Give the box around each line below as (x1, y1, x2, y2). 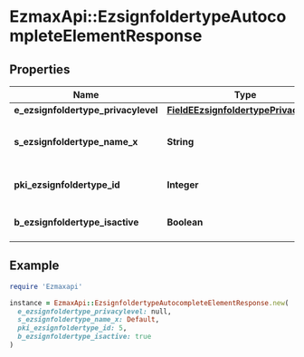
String (166, 136, 195, 148)
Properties (9, 62, 71, 77)
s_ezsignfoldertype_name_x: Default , (17, 315, 160, 324)
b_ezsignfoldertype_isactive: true (17, 333, 152, 342)
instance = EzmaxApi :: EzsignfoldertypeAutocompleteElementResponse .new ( (9, 298, 290, 307)
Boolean (166, 216, 204, 228)
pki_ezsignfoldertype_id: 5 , (17, 323, 128, 333)
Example (9, 258, 60, 274)
